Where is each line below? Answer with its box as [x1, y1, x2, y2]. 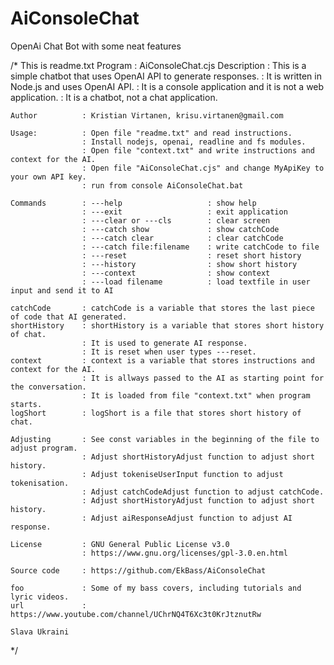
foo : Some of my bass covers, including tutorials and [10, 583, 302, 593]
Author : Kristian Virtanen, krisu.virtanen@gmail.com [10, 110, 284, 121]
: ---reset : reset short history [81, 250, 302, 261]
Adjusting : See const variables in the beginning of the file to [10, 434, 320, 444]
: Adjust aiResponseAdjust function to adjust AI [81, 513, 293, 523]
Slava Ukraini [10, 627, 70, 637]
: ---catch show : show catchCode [81, 224, 280, 234]
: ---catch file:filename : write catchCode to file [81, 242, 320, 252]
